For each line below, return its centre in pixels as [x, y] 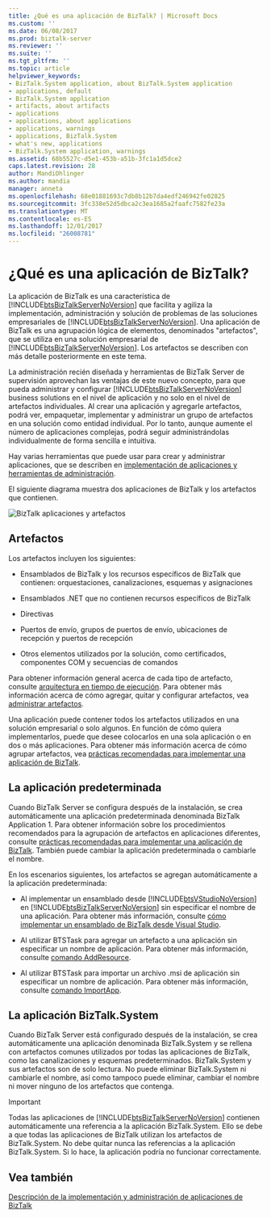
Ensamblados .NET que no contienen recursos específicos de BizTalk [135, 598]
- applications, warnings [52, 129]
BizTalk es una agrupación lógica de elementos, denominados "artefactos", [133, 330]
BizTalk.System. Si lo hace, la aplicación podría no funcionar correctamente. [135, 1152]
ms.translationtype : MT [48, 211]
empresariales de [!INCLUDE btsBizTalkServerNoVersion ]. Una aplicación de [134, 322]
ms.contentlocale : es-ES [50, 219]
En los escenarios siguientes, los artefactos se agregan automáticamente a [133, 875]
